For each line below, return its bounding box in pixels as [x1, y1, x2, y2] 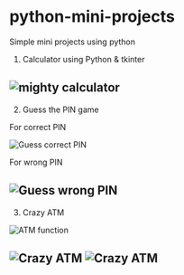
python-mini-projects [9, 6, 176, 27]
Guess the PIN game [22, 104, 99, 115]
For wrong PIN [9, 156, 63, 167]
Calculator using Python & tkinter [22, 53, 145, 64]
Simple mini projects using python [9, 36, 136, 47]
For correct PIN [9, 121, 67, 132]
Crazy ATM [22, 206, 65, 218]
